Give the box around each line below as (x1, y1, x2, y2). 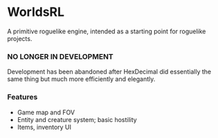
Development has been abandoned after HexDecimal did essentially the (7, 67, 212, 76)
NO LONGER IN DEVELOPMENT (7, 51, 114, 61)
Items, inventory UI (17, 123, 71, 131)
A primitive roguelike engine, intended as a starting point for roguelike (7, 27, 206, 35)
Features (7, 92, 38, 102)
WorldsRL (7, 4, 64, 20)
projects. (7, 34, 33, 42)
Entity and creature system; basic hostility (17, 115, 137, 123)
